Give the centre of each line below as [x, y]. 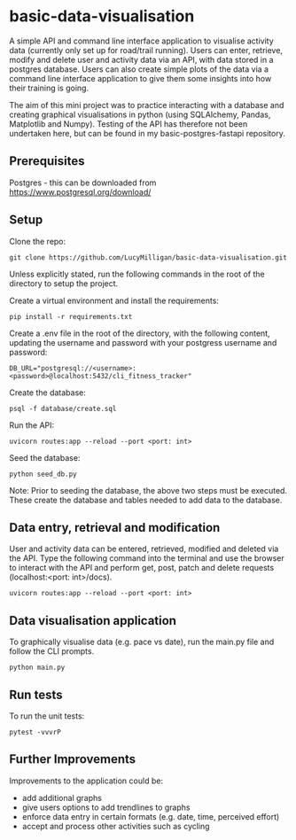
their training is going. [49, 88]
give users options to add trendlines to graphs [106, 807]
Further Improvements [73, 759]
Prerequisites [47, 161]
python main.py [37, 668]
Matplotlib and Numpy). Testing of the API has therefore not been [129, 124]
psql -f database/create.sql [63, 408]
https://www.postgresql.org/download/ [80, 191]
